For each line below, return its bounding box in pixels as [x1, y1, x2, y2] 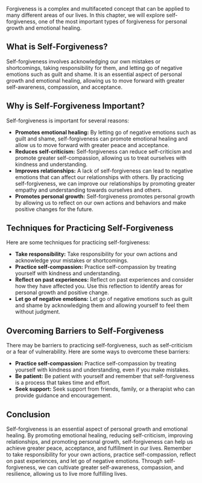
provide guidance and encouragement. [14, 392, 112, 399]
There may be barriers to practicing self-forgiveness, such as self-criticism [6, 342, 193, 349]
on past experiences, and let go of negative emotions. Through [6, 458, 163, 465]
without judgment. [14, 308, 60, 315]
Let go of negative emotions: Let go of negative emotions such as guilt [14, 295, 193, 303]
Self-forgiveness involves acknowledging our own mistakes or [6, 57, 161, 65]
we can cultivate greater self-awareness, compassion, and [38, 464, 184, 471]
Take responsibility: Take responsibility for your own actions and [14, 250, 178, 258]
